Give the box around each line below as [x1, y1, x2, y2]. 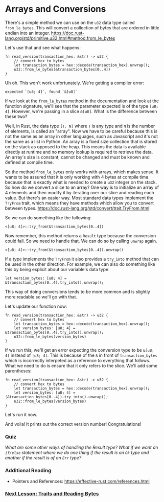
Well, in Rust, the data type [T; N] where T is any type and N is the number [5, 123, 155, 129]
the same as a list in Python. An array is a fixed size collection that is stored [5, 138, 157, 144]
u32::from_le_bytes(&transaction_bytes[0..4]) [14, 67, 111, 72]
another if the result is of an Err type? [5, 455, 82, 461]
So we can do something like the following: [5, 214, 92, 221]
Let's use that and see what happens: [5, 45, 81, 50]
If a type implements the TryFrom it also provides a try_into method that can [5, 256, 159, 262]
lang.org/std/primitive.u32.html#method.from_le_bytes [5, 35, 116, 41]
